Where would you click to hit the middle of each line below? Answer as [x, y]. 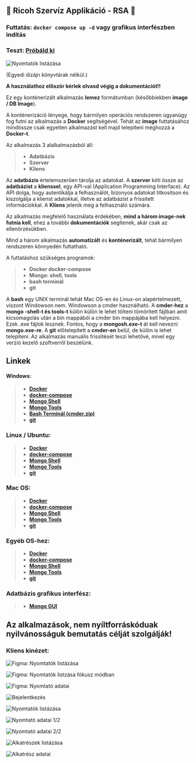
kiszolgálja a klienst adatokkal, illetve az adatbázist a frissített [80, 199]
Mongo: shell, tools [53, 275]
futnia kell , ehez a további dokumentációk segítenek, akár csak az [87, 223]
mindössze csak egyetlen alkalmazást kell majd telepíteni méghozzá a [90, 127]
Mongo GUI [43, 606]
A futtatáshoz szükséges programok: [51, 258]
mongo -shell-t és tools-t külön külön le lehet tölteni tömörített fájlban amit [97, 312]
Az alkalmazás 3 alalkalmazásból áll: [50, 145]
